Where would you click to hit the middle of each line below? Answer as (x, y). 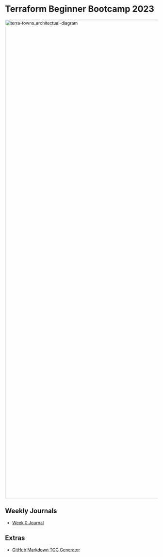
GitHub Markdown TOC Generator (46, 550)
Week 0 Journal (28, 522)
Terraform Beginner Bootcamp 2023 (80, 9)
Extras (15, 538)
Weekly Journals (31, 511)
